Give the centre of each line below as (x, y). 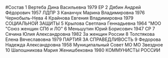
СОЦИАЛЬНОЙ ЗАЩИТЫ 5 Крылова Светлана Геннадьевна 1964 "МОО (83, 23)
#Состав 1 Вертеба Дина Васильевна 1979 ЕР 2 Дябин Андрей (73, 7)
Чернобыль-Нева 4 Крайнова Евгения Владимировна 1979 (69, 18)
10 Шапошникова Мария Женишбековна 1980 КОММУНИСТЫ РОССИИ (83, 50)
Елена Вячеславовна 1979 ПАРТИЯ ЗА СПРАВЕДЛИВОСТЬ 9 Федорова (83, 39)
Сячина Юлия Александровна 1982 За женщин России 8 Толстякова (80, 34)
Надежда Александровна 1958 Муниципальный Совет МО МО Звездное (84, 45)
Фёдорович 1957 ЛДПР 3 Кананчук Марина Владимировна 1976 (75, 13)
